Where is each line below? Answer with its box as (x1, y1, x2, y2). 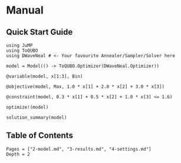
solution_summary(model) (6, 115, 67, 121)
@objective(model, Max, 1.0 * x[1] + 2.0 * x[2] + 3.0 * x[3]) (6, 84, 165, 89)
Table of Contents (6, 131, 74, 141)
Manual (6, 4, 44, 17)
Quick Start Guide (6, 27, 73, 37)
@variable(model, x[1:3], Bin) (6, 74, 83, 79)
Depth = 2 (6, 151, 31, 157)
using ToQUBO (6, 48, 38, 54)
